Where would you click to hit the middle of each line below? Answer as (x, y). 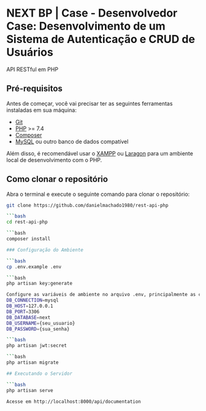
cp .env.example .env (34, 267)
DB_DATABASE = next (29, 317)
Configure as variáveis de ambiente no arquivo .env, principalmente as (101, 295)
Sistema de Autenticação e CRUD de (101, 39)
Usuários (30, 53)
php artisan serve (30, 390)
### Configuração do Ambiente (45, 250)
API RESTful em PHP (32, 69)
